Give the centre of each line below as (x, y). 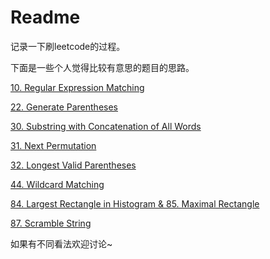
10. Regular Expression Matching (77, 87)
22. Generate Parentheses (64, 107)
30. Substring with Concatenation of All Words (106, 126)
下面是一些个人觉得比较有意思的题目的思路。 (102, 67)
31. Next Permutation (53, 145)
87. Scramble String (51, 223)
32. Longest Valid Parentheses (73, 165)
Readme (45, 17)
